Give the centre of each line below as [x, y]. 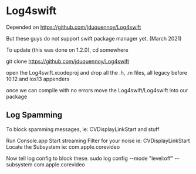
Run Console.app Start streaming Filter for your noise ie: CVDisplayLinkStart [98, 140]
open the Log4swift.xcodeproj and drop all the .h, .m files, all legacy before [97, 72]
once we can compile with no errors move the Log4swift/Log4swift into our [97, 90]
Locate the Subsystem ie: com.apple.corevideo [63, 147]
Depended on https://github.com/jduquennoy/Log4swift [74, 27]
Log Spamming [34, 115]
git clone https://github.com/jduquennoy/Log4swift [68, 61]
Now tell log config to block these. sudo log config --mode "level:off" [90, 158]
